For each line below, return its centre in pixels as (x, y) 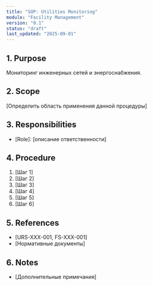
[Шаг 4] (25, 191)
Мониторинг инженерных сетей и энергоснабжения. (74, 72)
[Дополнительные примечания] (56, 277)
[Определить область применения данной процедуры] (77, 106)
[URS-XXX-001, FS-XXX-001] (51, 238)
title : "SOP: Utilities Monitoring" (52, 12)
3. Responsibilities (41, 125)
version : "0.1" (25, 23)
